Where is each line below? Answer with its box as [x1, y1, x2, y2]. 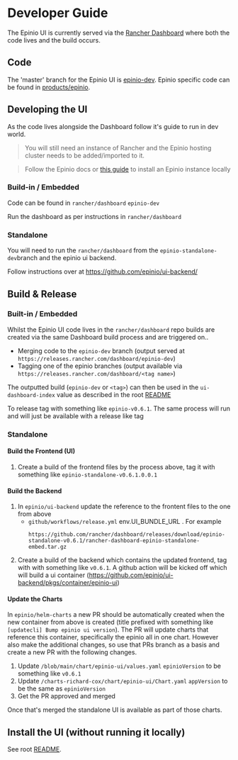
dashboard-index [7, 391, 55, 398]
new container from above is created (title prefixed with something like [7, 618, 214, 627]
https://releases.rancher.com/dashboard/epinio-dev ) [17, 354, 176, 362]
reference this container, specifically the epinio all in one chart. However [7, 633, 219, 642]
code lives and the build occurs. [7, 35, 101, 44]
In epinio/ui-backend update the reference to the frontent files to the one [17, 502, 231, 511]
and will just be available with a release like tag [7, 411, 144, 420]
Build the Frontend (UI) [7, 447, 76, 455]
